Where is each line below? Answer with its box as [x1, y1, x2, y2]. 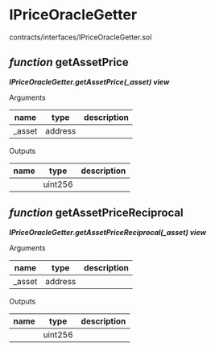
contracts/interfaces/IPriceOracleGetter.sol [9, 32, 152, 42]
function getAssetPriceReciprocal [9, 206, 184, 220]
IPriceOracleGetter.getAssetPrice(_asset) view [9, 76, 170, 86]
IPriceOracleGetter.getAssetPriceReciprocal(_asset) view [9, 227, 207, 237]
